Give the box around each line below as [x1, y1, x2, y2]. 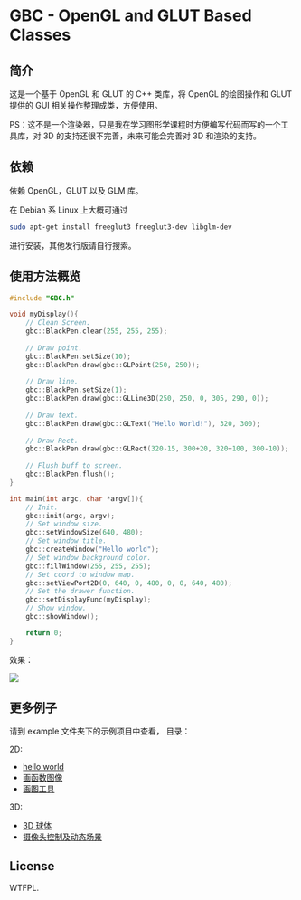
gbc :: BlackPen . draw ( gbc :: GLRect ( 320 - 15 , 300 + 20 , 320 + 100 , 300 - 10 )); [25, 444, 289, 453]
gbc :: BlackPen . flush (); [25, 469, 116, 478]
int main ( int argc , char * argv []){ [9, 494, 144, 503]
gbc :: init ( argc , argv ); [25, 511, 116, 520]
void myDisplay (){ [9, 309, 79, 319]
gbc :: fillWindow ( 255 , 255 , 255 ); [25, 562, 152, 571]
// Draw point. [25, 343, 83, 353]
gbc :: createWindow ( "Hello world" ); [25, 545, 160, 554]
